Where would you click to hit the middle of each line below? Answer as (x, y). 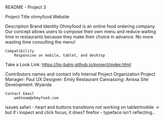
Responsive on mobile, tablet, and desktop (60, 55)
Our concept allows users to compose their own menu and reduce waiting (81, 31)
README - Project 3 (26, 7)
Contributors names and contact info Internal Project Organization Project (80, 74)
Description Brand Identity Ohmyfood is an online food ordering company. (81, 26)
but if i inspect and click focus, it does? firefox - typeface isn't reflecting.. (80, 112)
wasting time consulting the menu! (40, 42)
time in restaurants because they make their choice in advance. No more (79, 37)
